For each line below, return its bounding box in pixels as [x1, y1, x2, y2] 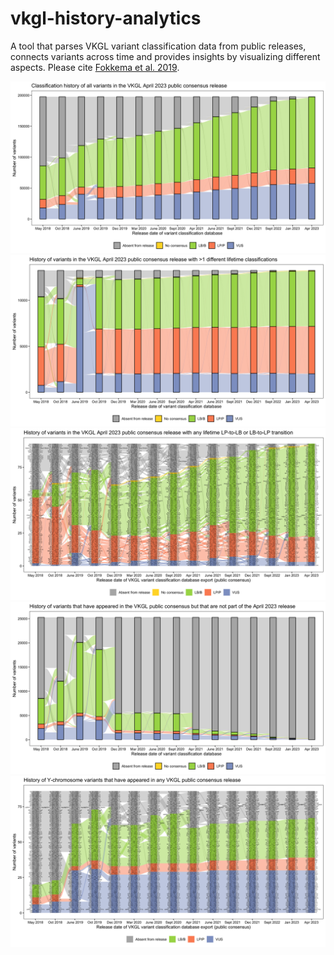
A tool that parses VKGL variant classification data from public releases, [10, 40, 307, 52]
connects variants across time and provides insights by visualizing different [10, 50, 321, 62]
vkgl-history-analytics [10, 7, 202, 30]
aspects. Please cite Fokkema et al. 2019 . [10, 61, 180, 73]
